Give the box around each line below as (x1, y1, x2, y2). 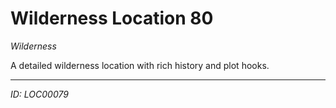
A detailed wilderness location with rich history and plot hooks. (10, 59, 270, 71)
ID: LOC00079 (10, 88, 69, 100)
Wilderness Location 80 (10, 7, 214, 30)
